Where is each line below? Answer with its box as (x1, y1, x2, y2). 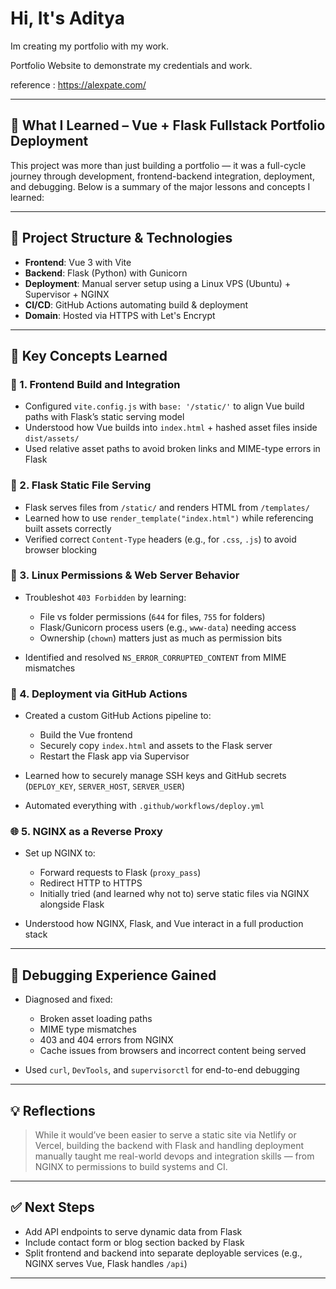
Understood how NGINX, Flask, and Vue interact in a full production (24, 918, 304, 930)
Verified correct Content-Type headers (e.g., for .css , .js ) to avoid (24, 533, 297, 545)
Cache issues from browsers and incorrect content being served (39, 1045, 307, 1057)
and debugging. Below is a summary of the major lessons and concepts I (10, 180, 311, 192)
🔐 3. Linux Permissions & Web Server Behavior (10, 568, 240, 582)
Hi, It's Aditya (10, 7, 125, 30)
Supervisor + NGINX (24, 288, 110, 300)
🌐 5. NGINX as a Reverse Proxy (10, 825, 163, 839)
